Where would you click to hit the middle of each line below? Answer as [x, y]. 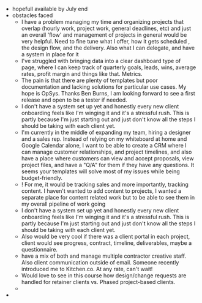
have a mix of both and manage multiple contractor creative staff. [104, 256]
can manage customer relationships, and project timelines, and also [107, 152]
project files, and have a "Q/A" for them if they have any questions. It [108, 165]
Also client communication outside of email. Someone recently [100, 262]
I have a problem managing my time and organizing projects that [103, 22]
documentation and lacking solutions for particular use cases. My [104, 87]
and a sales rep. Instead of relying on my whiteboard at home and [104, 139]
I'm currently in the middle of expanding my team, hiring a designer [106, 132]
